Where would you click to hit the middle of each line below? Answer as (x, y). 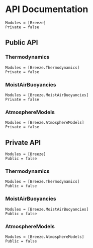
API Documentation (47, 9)
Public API (22, 43)
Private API (23, 142)
